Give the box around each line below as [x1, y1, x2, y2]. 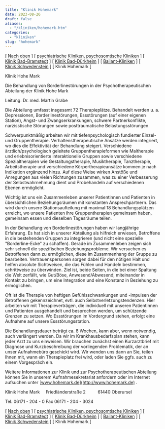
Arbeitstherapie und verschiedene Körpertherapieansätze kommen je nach [5, 163, 157, 169]
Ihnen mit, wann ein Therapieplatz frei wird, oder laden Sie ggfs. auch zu [5, 354, 153, 360]
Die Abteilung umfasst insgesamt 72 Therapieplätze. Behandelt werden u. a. [5, 107, 160, 113]
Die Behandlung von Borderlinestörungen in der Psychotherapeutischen [5, 82, 151, 88]
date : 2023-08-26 [5, 12, 41, 17]
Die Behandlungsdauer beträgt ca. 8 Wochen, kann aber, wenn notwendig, [5, 328, 157, 334]
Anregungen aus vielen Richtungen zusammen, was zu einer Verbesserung [5, 174, 158, 180]
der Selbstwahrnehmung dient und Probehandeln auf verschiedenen [5, 179, 144, 185]
